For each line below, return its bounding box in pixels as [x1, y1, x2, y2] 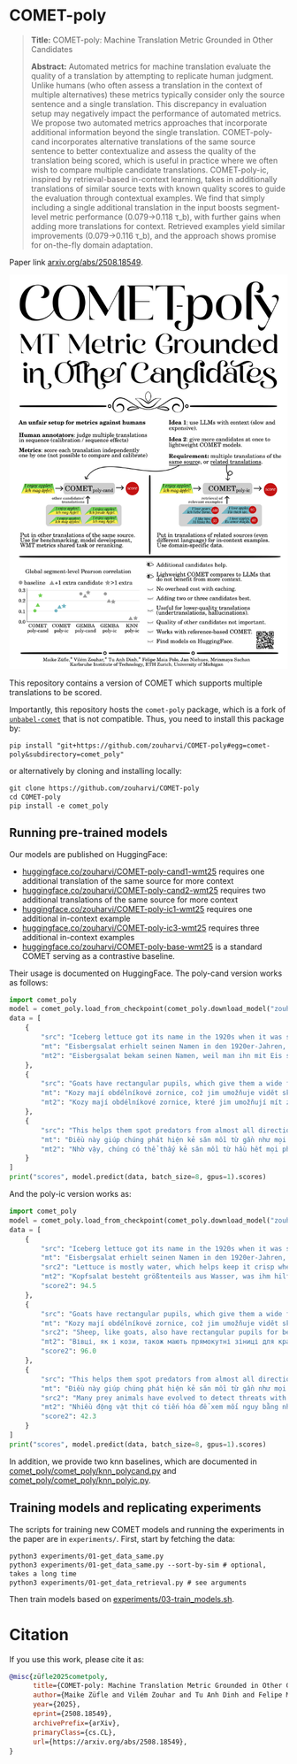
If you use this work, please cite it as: [9, 1653, 144, 1664]
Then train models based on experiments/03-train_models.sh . [9, 1593, 235, 1604]
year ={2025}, [32, 1700, 81, 1709]
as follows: [9, 977, 49, 987]
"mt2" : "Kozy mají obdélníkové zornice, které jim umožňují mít [41, 1098, 283, 1107]
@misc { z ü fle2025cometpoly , [9, 1672, 109, 1681]
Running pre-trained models [9, 825, 168, 840]
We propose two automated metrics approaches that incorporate [30, 117, 268, 128]
